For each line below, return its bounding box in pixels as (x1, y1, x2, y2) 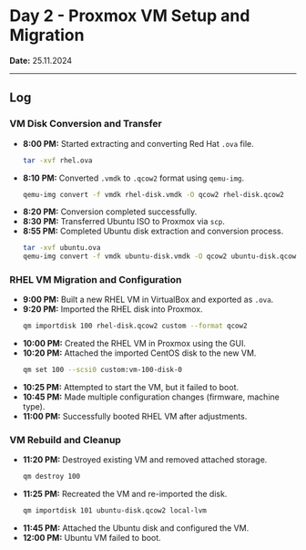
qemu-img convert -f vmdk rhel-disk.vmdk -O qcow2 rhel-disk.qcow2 (22, 190, 285, 199)
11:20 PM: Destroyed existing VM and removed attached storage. (22, 454, 268, 465)
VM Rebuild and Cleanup (9, 434, 121, 447)
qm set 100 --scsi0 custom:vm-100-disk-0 (22, 366, 183, 375)
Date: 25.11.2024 (9, 55, 73, 66)
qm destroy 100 (22, 472, 81, 482)
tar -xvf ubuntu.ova (22, 244, 101, 253)
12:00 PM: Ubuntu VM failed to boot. (22, 533, 161, 544)
